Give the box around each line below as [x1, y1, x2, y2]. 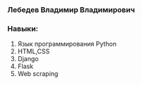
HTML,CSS [17, 47, 50, 55]
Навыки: [7, 23, 39, 33]
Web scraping [17, 70, 59, 78]
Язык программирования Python [17, 40, 117, 48]
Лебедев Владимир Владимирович [7, 5, 136, 15]
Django [17, 55, 39, 63]
